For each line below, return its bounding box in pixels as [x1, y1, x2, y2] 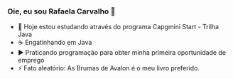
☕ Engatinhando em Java [17, 38, 92, 47]
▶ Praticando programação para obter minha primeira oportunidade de [17, 48, 226, 57]
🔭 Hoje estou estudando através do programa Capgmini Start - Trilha [17, 23, 219, 31]
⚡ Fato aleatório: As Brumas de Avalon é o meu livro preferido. [17, 64, 200, 73]
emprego [17, 56, 45, 65]
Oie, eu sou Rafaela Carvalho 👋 [7, 6, 116, 16]
